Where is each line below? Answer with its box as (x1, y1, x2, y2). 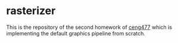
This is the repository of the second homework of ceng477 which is (6, 24, 173, 31)
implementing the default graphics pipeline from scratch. (6, 29, 146, 37)
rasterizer (6, 4, 56, 18)
